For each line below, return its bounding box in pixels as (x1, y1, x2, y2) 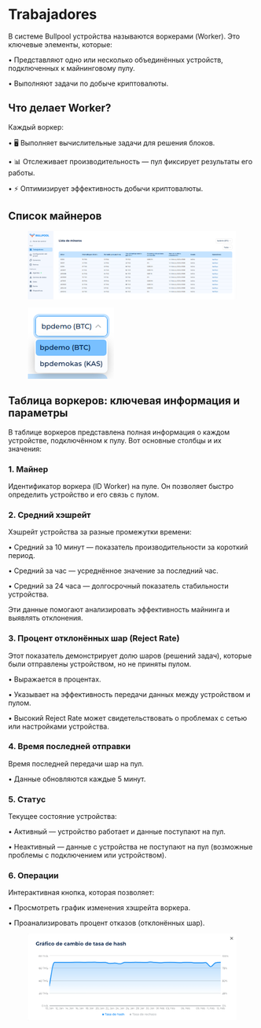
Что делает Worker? (8, 101, 112, 115)
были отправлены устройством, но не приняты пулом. (8, 659, 192, 669)
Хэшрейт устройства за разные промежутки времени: (8, 527, 192, 537)
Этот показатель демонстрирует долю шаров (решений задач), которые (8, 651, 252, 660)
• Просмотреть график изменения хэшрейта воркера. (8, 903, 191, 912)
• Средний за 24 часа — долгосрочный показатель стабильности (8, 582, 230, 591)
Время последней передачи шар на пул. (8, 758, 144, 768)
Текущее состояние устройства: (8, 812, 117, 821)
